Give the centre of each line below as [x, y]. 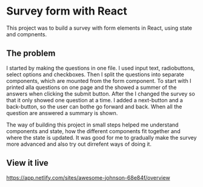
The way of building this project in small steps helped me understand [92, 125]
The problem [31, 54]
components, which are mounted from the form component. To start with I [99, 80]
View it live [27, 163]
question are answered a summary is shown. [62, 113]
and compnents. [27, 34]
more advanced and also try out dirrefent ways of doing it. [79, 144]
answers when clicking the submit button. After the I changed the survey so [101, 93]
